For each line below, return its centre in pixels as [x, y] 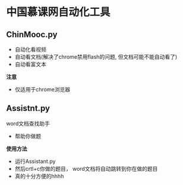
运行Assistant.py [35, 161]
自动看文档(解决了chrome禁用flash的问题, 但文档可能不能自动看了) [96, 57]
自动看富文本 [30, 64]
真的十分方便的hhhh [39, 176]
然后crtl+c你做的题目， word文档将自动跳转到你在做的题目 [86, 168]
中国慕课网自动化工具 [59, 12]
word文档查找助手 [28, 123]
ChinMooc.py [32, 34]
